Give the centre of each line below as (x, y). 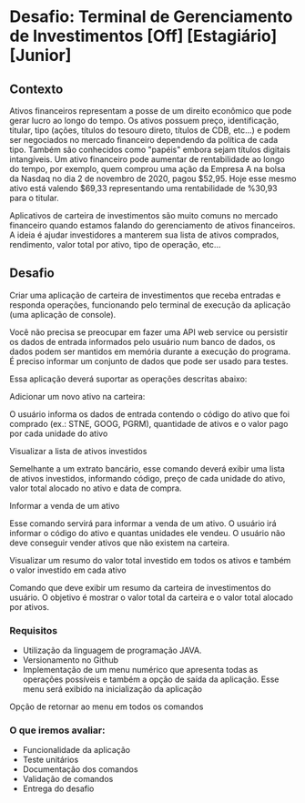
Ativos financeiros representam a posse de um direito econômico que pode (151, 111)
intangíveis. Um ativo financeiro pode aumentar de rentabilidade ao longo (147, 159)
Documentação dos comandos (80, 769)
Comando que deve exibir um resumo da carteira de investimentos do (140, 587)
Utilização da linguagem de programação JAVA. (112, 651)
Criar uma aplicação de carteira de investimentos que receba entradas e (145, 295)
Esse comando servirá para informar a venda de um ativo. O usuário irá (143, 523)
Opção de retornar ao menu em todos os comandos (107, 706)
